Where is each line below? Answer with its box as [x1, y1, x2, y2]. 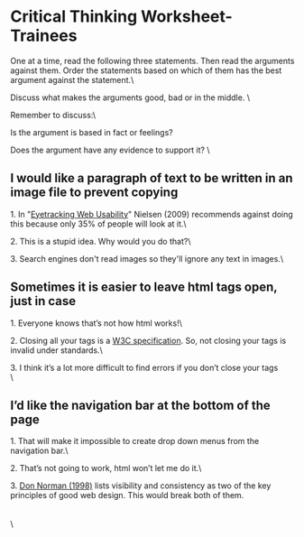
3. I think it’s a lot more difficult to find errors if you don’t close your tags [10, 362, 279, 373]
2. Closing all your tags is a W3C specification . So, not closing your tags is [10, 335, 287, 346]
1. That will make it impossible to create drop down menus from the [10, 436, 260, 447]
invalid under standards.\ [10, 345, 103, 356]
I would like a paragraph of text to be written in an [10, 171, 293, 186]
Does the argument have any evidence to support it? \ [10, 144, 210, 155]
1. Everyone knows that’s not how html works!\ [10, 318, 183, 329]
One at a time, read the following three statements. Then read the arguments [10, 55, 295, 66]
